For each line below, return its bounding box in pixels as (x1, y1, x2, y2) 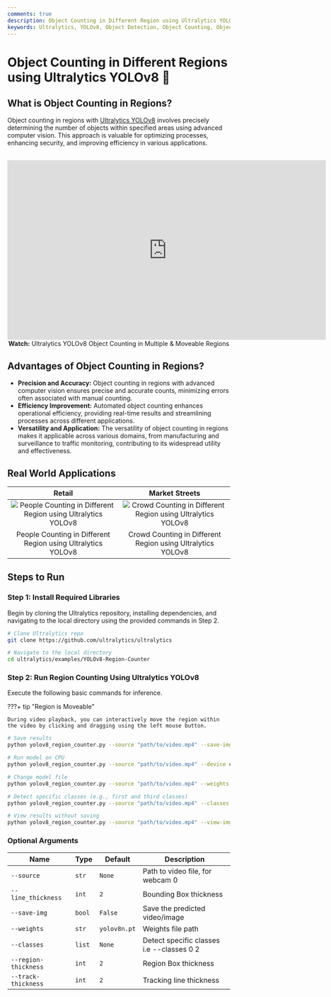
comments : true (7, 10, 52, 18)
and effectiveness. (17, 447, 72, 455)
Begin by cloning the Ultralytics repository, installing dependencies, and (7, 608, 217, 617)
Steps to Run (7, 572, 65, 584)
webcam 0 (142, 875, 178, 885)
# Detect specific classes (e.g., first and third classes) (7, 793, 189, 800)
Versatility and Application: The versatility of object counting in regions (17, 424, 228, 433)
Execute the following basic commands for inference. (7, 689, 163, 697)
